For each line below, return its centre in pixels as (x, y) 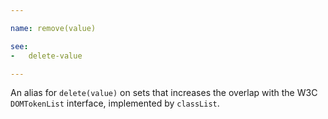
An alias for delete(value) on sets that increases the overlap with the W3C (164, 93)
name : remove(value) (53, 28)
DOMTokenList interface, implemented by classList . (115, 103)
